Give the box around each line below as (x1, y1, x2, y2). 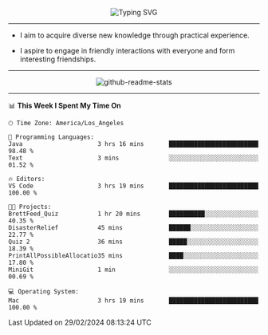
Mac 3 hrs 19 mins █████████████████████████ (8, 297, 259, 305)
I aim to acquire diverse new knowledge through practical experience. (19, 30, 250, 40)
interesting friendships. (19, 54, 97, 64)
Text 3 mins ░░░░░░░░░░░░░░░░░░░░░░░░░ (8, 154, 259, 162)
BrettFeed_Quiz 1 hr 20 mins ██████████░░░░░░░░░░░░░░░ (8, 210, 259, 218)
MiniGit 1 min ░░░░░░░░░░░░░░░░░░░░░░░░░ (8, 266, 259, 274)
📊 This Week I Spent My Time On (8, 100, 121, 110)
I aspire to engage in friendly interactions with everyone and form (19, 46, 235, 55)
